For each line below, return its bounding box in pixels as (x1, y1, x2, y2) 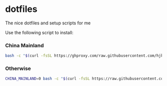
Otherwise (5, 65, 31, 72)
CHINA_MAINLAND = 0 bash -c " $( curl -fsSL (5, 76, 90, 82)
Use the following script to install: (5, 29, 74, 35)
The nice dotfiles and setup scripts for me (5, 20, 91, 26)
